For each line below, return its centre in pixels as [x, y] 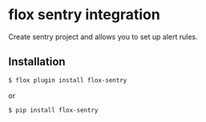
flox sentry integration [84, 15]
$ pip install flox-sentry [53, 110]
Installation [37, 62]
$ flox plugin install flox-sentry [68, 80]
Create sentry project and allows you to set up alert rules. [103, 37]
